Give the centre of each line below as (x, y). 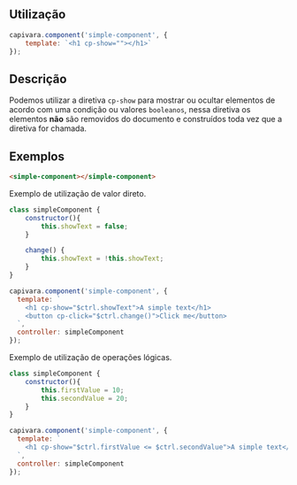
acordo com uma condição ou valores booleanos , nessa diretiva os (130, 110)
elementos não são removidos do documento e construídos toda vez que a (146, 119)
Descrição (38, 79)
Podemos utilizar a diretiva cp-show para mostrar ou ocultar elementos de (142, 100)
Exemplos (37, 156)
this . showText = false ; (84, 226)
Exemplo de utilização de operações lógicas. (91, 358)
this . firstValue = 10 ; (83, 390)
